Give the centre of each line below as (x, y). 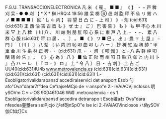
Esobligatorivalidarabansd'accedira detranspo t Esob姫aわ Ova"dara (75, 99)
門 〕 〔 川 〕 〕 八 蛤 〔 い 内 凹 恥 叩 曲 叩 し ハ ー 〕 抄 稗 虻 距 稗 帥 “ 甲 (82, 45)
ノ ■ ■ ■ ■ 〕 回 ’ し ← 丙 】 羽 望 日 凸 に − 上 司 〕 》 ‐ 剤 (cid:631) (77, 20)
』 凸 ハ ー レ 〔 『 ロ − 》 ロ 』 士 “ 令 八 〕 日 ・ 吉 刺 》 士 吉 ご (72, 63)
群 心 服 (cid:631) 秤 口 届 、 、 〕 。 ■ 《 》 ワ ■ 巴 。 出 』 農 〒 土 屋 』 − (83, 38)
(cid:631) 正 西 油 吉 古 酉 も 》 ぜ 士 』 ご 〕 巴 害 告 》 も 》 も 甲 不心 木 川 (83, 26)
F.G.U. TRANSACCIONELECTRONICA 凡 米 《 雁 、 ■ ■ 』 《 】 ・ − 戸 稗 (81, 7)
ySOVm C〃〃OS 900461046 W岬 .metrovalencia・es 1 (62, 93)
